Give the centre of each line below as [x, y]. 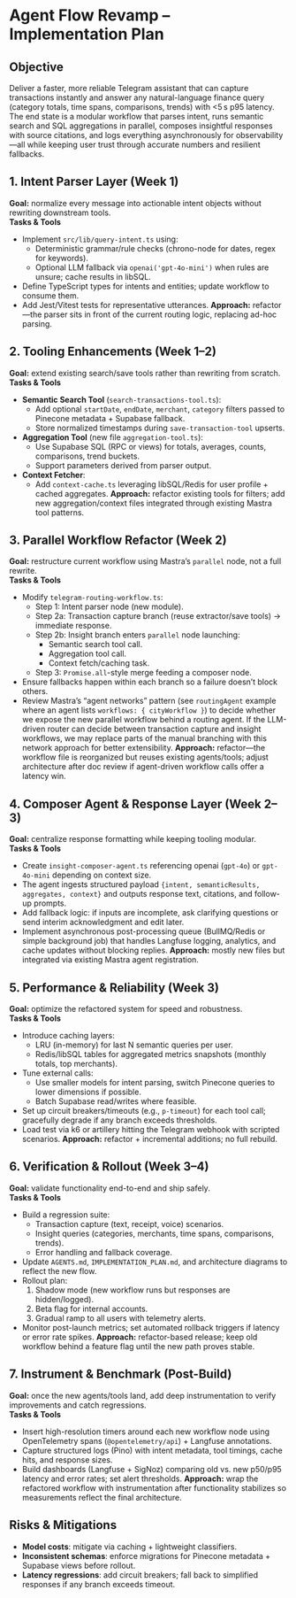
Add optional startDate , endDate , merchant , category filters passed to [160, 409]
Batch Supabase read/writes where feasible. [116, 1101]
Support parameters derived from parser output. [123, 465]
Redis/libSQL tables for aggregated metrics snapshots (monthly [151, 1054]
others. [35, 691]
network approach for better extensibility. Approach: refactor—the [144, 748]
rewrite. [23, 571]
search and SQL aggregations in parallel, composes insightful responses [141, 126]
